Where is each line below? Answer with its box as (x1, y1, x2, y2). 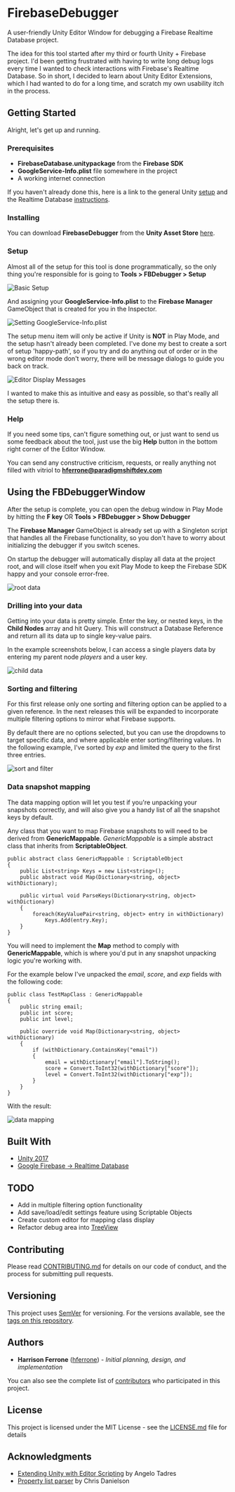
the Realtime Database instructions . (7, 195, 110, 204)
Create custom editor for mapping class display (17, 1216, 155, 1224)
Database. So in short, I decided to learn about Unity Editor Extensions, (7, 72, 213, 80)
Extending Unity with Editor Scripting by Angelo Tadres (17, 1470, 177, 1478)
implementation (17, 1363, 63, 1371)
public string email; (20, 1003, 83, 1010)
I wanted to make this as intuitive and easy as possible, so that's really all (7, 389, 219, 397)
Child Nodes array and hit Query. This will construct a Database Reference (7, 624, 223, 633)
